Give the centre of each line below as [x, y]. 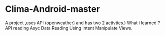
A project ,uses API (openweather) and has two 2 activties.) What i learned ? [82, 23]
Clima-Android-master [52, 9]
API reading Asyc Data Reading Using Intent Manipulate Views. [69, 28]
